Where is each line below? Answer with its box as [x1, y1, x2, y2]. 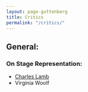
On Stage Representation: [6, 59, 83, 68]
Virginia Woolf [14, 80, 49, 87]
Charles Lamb [14, 73, 49, 80]
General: [6, 42, 39, 52]
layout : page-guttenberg [6, 8, 68, 15]
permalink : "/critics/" [6, 20, 65, 26]
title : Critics [6, 14, 44, 20]
